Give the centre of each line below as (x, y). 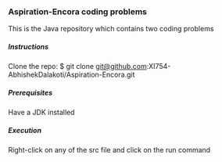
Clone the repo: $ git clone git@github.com (77, 67)
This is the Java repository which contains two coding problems (111, 29)
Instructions (29, 46)
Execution (25, 130)
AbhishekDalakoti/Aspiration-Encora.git (72, 75)
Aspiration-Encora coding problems (77, 12)
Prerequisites (30, 92)
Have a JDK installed (42, 113)
